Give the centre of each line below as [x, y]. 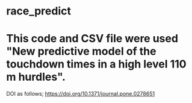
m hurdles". [36, 77]
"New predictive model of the [81, 51]
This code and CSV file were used [92, 39]
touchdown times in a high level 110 [96, 64]
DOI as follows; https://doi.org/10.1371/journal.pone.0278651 [81, 94]
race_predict [39, 11]
